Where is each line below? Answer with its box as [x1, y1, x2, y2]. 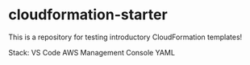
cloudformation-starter [8, 6, 168, 24]
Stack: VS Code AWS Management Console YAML [8, 47, 176, 57]
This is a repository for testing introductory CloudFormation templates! [8, 32, 243, 42]
